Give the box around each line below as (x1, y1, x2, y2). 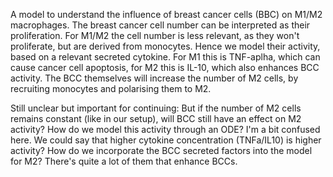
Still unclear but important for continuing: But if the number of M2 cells (10, 102, 302, 114)
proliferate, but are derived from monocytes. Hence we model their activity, (10, 40, 321, 52)
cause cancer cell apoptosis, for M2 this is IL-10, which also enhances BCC (10, 62, 320, 73)
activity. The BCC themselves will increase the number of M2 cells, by (10, 72, 299, 84)
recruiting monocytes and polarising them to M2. (10, 83, 212, 94)
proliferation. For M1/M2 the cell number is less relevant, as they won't (10, 30, 300, 41)
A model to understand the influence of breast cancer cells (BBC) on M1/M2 (10, 9, 323, 20)
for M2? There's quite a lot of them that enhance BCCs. (10, 155, 238, 167)
